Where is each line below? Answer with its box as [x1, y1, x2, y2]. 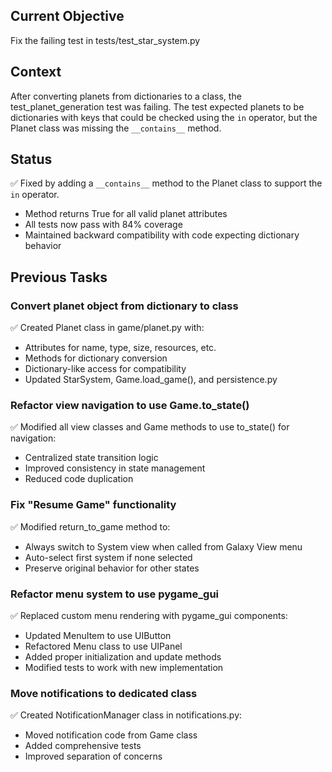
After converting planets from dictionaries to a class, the [10, 90, 242, 102]
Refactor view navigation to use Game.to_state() [10, 399, 250, 413]
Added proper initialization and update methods [24, 651, 222, 663]
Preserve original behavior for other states [24, 562, 200, 574]
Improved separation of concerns [24, 750, 163, 763]
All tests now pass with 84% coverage [24, 219, 183, 231]
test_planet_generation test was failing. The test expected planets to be [10, 100, 305, 113]
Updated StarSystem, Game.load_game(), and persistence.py [24, 374, 278, 386]
